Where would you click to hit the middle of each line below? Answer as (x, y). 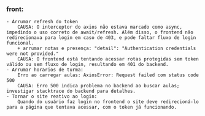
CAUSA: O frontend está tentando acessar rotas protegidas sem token (108, 59)
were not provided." (33, 54)
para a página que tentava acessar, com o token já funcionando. (91, 107)
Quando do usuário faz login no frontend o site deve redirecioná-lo (108, 102)
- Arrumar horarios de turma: (45, 70)
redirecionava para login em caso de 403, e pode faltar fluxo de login (101, 38)
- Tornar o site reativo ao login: (52, 96)
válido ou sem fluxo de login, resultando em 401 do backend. (87, 65)
